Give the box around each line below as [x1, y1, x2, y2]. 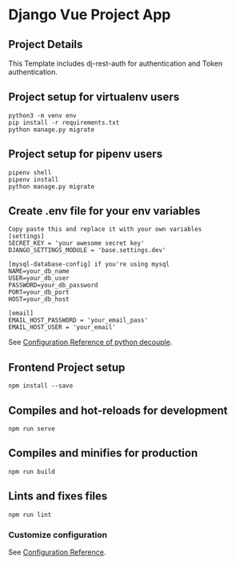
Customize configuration [8, 529, 108, 540]
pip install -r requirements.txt [8, 118, 120, 126]
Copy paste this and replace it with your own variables [8, 226, 202, 234]
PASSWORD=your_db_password [8, 282, 98, 290]
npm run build [8, 467, 56, 475]
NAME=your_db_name [8, 267, 70, 275]
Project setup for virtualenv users [8, 90, 180, 104]
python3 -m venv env [8, 111, 78, 119]
